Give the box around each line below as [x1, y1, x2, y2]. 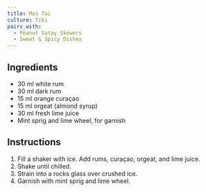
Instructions [7, 136, 61, 148]
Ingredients [7, 61, 58, 73]
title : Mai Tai [7, 10, 51, 17]
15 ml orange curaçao [17, 94, 80, 102]
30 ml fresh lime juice [17, 108, 80, 117]
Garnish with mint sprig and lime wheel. [17, 177, 130, 185]
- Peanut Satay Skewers [13, 29, 82, 37]
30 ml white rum [17, 79, 65, 88]
